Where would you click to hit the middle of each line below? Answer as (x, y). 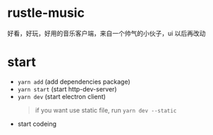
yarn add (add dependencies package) (74, 82)
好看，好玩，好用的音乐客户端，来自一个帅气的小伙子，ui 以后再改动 (107, 33)
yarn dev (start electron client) (61, 96)
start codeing (37, 124)
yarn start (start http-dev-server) (67, 89)
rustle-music (46, 13)
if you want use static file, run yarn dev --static (106, 110)
